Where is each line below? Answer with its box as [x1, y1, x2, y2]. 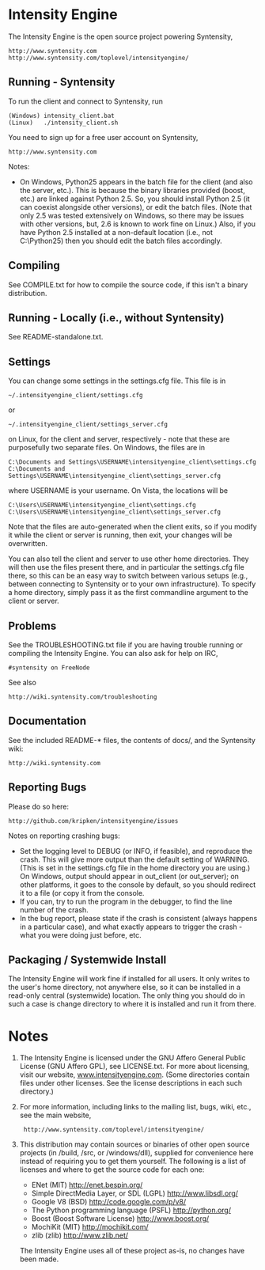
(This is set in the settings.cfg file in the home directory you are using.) [19, 862, 251, 872]
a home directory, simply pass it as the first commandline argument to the [8, 588, 249, 597]
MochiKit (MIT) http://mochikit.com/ [31, 1223, 149, 1232]
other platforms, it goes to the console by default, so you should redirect [19, 880, 256, 889]
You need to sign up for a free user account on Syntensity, [8, 132, 199, 142]
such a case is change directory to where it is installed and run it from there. [8, 999, 257, 1009]
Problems [8, 619, 57, 632]
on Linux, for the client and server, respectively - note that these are [8, 434, 230, 444]
